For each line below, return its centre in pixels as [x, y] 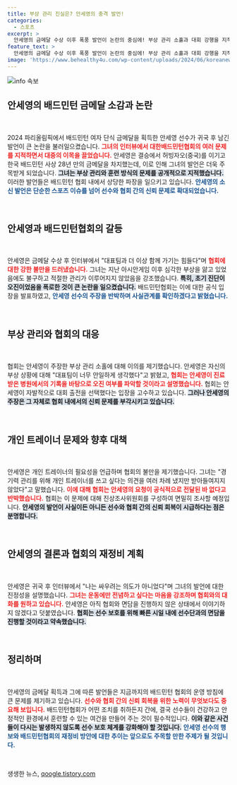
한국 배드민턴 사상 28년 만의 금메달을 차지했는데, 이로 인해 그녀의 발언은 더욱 [113, 164]
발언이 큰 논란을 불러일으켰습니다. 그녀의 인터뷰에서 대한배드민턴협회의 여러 [110, 146]
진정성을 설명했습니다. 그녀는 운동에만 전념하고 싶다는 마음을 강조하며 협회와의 [114, 595]
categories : [25, 21]
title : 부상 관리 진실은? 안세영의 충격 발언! [66, 14]
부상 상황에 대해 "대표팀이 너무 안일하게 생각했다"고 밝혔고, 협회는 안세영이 [110, 375]
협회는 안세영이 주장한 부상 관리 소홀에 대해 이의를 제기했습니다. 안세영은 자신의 [116, 366]
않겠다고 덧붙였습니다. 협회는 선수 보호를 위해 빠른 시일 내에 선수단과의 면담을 [120, 612]
